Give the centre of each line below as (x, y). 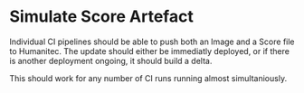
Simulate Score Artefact (102, 17)
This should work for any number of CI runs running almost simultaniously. (148, 78)
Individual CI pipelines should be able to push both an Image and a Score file (152, 42)
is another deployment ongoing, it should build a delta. (111, 60)
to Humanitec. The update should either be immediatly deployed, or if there (149, 51)
